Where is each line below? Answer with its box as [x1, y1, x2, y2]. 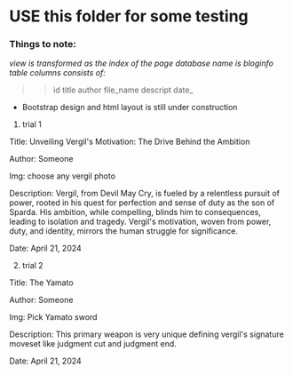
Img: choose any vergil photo [9, 171, 116, 181]
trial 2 [21, 260, 44, 271]
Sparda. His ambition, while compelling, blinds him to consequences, [9, 207, 262, 218]
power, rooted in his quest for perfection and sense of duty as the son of [9, 197, 275, 208]
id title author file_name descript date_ [52, 84, 194, 95]
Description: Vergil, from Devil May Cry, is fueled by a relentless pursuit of [9, 188, 281, 199]
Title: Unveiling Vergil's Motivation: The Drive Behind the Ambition [9, 136, 250, 148]
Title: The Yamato [9, 277, 74, 288]
